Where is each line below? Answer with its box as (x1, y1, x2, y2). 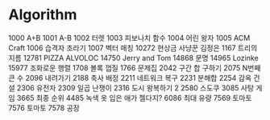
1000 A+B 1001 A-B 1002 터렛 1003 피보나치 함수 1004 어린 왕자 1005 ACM (8, 33, 251, 42)
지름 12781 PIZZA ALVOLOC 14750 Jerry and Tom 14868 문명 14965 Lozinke (8, 53, 260, 62)
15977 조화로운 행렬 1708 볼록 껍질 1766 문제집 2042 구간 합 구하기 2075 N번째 (8, 62, 261, 73)
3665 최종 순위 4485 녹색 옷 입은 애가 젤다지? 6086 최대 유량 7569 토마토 (16, 93, 252, 102)
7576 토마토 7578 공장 (8, 102, 81, 113)
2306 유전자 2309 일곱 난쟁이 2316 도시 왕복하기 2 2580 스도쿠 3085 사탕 (16, 82, 255, 93)
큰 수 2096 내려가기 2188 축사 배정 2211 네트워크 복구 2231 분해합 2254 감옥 (8, 73, 252, 82)
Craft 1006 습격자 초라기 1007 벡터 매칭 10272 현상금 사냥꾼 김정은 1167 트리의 (8, 42, 258, 53)
